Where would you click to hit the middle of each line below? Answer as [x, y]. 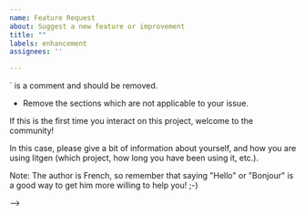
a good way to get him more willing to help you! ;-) [104, 185]
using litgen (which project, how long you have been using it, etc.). [134, 158]
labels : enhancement [49, 43]
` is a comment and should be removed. [84, 86]
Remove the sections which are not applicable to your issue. [135, 103]
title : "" [28, 35]
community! [32, 131]
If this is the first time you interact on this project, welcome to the [131, 121]
